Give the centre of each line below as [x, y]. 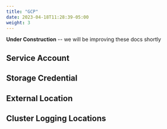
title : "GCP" [22, 12]
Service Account [38, 58]
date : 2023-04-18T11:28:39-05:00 [48, 17]
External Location [40, 98]
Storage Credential [42, 78]
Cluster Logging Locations [56, 118]
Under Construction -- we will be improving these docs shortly [84, 40]
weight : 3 [18, 22]
